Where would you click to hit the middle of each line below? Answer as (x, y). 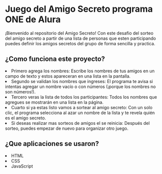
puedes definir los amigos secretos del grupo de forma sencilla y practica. (80, 43)
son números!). (20, 91)
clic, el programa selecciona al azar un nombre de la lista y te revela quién (80, 113)
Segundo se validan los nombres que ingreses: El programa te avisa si (82, 81)
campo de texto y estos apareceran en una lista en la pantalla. (68, 76)
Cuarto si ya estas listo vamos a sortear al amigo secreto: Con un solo (82, 107)
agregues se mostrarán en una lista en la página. (54, 102)
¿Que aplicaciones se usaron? (52, 144)
